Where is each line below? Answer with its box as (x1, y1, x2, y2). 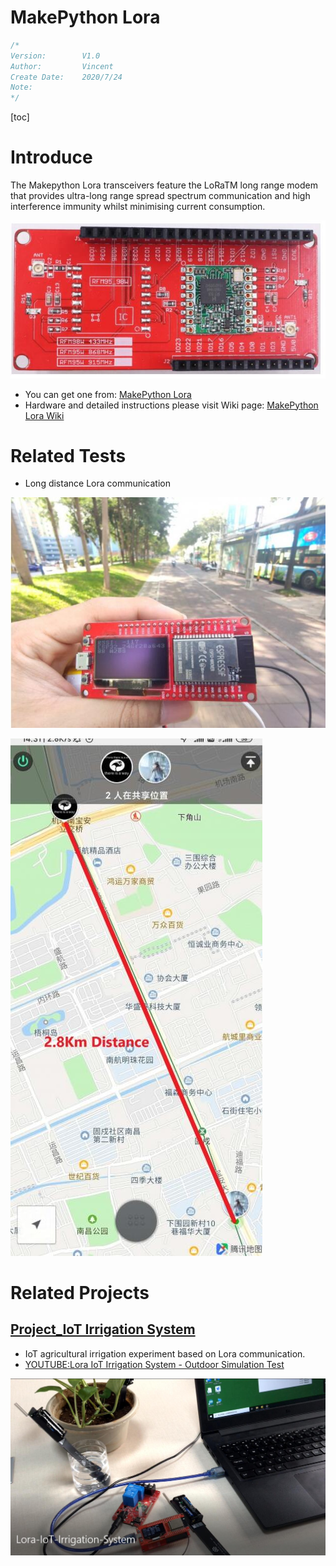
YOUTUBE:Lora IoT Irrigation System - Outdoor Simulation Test (24, 1358, 285, 1370)
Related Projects (10, 1281, 150, 1304)
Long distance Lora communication (24, 477, 172, 490)
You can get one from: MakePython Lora (24, 388, 192, 400)
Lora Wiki (24, 409, 65, 421)
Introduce (10, 146, 93, 169)
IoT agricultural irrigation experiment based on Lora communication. (24, 1347, 306, 1360)
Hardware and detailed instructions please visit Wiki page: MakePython (24, 399, 319, 411)
